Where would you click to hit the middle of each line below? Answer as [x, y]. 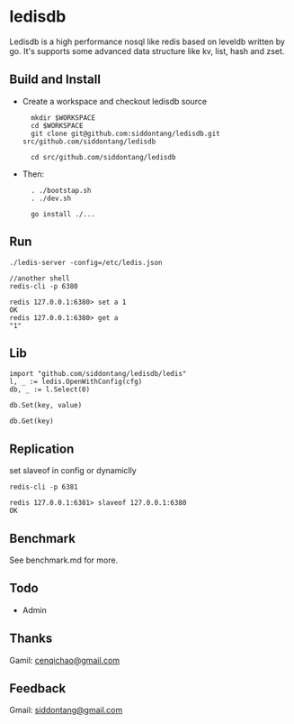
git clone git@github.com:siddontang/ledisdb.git [125, 133]
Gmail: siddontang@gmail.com [66, 710]
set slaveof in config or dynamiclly [73, 471]
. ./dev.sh [51, 198]
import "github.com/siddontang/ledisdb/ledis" [98, 374]
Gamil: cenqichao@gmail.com [64, 660]
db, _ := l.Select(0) [50, 389]
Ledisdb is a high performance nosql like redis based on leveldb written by [147, 41]
